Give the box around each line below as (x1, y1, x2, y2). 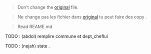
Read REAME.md (17, 23, 52, 29)
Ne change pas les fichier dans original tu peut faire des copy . (17, 14, 147, 19)
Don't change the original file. (17, 4, 79, 10)
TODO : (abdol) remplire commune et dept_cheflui (5, 33, 108, 39)
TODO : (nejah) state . (5, 43, 50, 49)
